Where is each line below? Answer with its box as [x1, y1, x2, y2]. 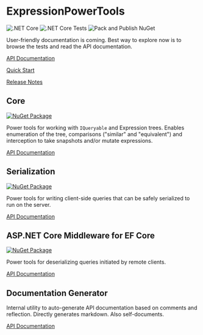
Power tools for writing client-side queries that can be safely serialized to [6, 194, 190, 202]
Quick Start [6, 66, 35, 74]
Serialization [6, 167, 55, 177]
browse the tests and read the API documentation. [6, 43, 133, 50]
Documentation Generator [6, 288, 108, 298]
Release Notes [6, 78, 43, 85]
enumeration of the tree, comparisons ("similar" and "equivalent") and [6, 130, 183, 138]
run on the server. [6, 201, 51, 208]
